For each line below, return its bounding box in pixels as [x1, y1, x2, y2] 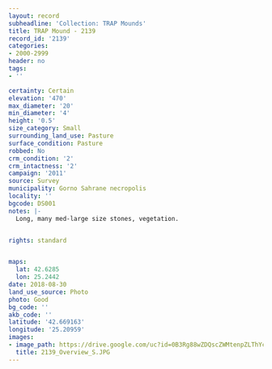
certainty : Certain [8, 87, 74, 95]
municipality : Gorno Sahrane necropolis [8, 184, 147, 193]
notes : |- [8, 207, 42, 215]
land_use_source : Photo [8, 288, 89, 296]
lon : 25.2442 [15, 273, 60, 282]
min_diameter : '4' [8, 109, 70, 117]
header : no [8, 57, 45, 66]
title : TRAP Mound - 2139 [8, 27, 96, 35]
